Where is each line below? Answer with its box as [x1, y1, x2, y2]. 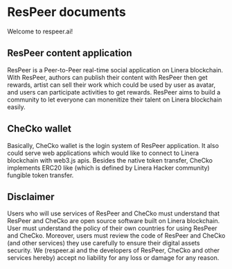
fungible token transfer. [7, 171, 74, 179]
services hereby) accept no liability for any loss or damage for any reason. [7, 254, 220, 262]
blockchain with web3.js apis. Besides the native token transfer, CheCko [7, 156, 213, 164]
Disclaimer [7, 190, 55, 202]
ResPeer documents [7, 4, 126, 20]
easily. [7, 102, 26, 111]
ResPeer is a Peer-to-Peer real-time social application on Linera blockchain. [7, 65, 224, 74]
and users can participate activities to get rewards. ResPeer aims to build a [7, 88, 221, 96]
